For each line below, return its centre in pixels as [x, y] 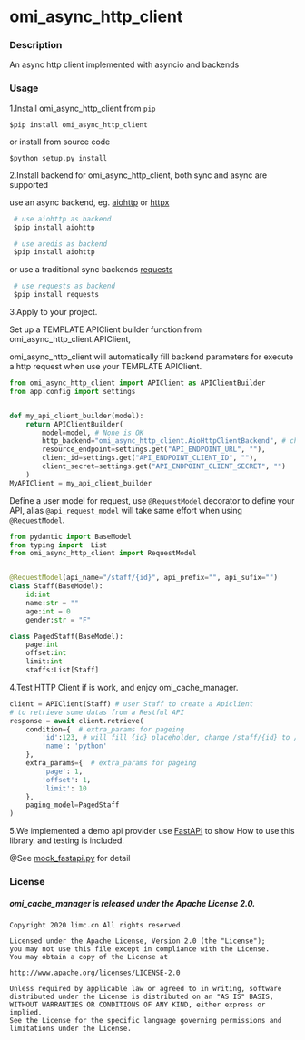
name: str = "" [52, 603]
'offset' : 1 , [67, 780]
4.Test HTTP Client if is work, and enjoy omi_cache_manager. [124, 687]
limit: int [44, 662]
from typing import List [58, 545]
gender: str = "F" [59, 620]
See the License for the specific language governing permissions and [146, 1021]
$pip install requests [56, 295]
